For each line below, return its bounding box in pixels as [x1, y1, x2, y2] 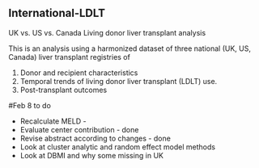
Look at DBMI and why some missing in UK [19, 150, 164, 160]
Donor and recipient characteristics [19, 68, 138, 78]
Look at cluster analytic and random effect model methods [19, 141, 216, 152]
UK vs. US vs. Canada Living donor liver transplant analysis [8, 27, 206, 37]
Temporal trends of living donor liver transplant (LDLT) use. [19, 76, 218, 86]
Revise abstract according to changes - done [19, 133, 172, 143]
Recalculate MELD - [19, 116, 87, 126]
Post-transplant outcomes [19, 85, 108, 94]
